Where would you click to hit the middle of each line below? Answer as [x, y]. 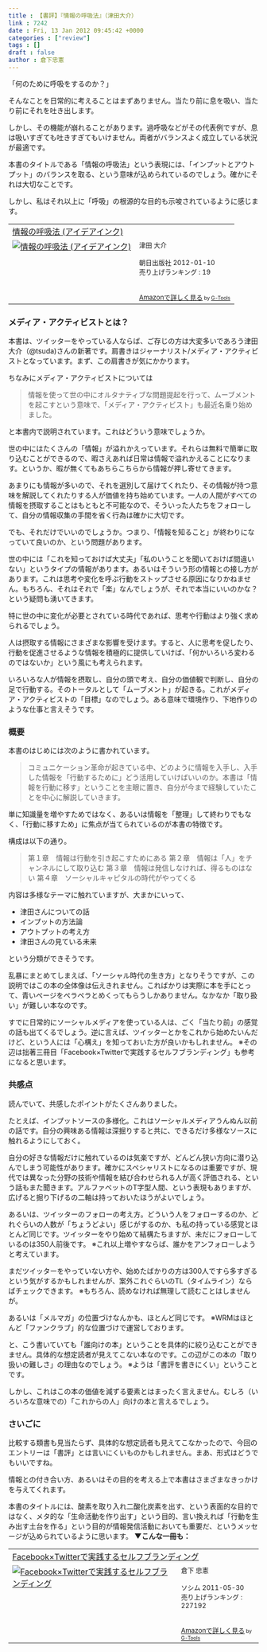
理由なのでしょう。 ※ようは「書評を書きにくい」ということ [161, 1364]
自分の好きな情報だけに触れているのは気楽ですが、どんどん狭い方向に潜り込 [133, 1157]
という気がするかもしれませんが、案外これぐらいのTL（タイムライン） [124, 1281]
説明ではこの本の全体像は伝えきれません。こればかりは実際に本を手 [120, 986]
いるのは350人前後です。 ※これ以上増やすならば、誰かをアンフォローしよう [132, 1244]
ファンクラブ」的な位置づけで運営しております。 [108, 1327]
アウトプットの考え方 [54, 931]
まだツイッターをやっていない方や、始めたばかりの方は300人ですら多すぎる [133, 1271]
